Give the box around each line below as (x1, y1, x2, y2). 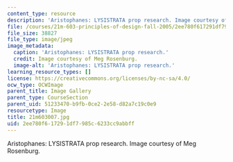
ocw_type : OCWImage (7, 81, 64, 88)
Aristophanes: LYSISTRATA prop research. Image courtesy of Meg (7, 139, 196, 147)
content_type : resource (7, 10, 76, 17)
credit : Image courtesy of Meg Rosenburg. (13, 56, 138, 63)
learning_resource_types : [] (7, 68, 92, 75)
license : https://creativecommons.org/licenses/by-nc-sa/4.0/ (7, 74, 191, 82)
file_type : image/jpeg (7, 36, 73, 43)
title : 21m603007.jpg (7, 113, 70, 120)
